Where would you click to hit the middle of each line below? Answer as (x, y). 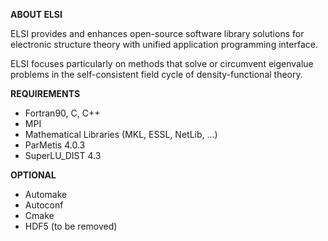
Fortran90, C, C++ (62, 113)
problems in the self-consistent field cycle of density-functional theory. (156, 74)
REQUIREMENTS (45, 93)
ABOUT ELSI (36, 14)
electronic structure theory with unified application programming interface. (164, 44)
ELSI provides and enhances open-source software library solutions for (157, 33)
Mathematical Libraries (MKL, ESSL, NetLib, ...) (121, 134)
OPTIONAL (33, 175)
